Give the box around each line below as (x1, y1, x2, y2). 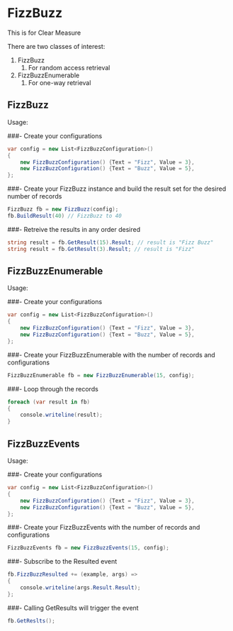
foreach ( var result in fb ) (7, 398, 91, 406)
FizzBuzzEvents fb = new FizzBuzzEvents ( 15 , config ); (7, 545, 170, 552)
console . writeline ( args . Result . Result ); (20, 584, 141, 591)
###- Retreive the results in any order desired (7, 225, 140, 233)
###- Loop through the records (7, 384, 99, 393)
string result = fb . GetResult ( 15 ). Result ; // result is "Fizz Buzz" (7, 239, 214, 246)
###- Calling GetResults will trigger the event (7, 603, 140, 612)
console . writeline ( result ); (20, 411, 103, 419)
